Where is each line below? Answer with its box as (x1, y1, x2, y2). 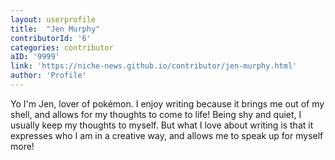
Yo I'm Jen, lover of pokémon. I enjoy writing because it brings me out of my (10, 97, 325, 110)
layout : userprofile (10, 14, 97, 25)
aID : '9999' (10, 52, 60, 62)
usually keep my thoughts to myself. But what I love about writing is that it (10, 119, 314, 131)
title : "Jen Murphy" (10, 24, 101, 34)
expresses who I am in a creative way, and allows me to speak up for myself (10, 129, 324, 141)
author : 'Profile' (10, 71, 87, 81)
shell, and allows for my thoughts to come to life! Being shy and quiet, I (10, 108, 302, 120)
